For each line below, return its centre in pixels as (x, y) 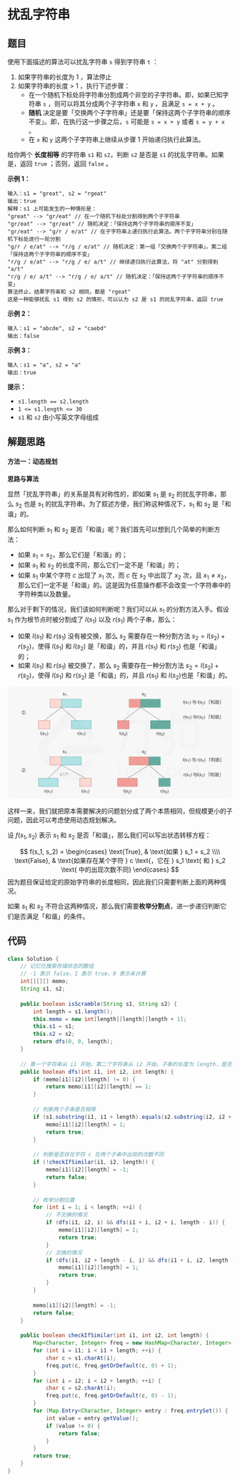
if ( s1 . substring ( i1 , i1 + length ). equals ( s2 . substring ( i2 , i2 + (132, 1117)
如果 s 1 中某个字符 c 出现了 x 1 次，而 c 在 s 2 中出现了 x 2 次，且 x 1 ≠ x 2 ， (124, 576)
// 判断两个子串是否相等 (65, 1109)
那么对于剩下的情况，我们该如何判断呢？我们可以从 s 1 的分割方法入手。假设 (119, 610)
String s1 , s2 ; (43, 989)
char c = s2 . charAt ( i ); (81, 1388)
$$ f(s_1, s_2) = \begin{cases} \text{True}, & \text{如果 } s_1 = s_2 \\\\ (120, 852)
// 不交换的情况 (66, 1215)
